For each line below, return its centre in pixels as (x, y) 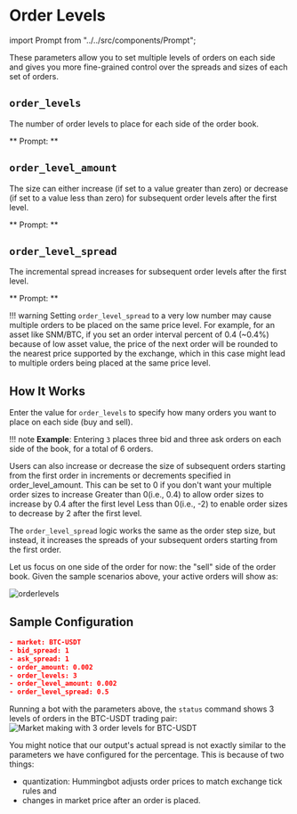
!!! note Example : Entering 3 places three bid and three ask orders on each (145, 440)
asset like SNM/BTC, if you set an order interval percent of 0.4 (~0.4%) (139, 334)
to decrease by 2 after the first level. (76, 514)
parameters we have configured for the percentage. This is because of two (147, 755)
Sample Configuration (72, 622)
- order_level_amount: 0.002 (63, 684)
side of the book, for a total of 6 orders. (81, 449)
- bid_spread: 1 (39, 650)
